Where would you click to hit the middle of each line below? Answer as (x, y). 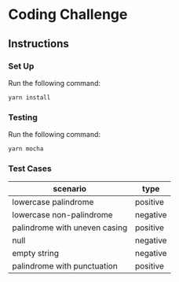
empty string (35, 254)
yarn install (29, 97)
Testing (23, 117)
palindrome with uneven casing (70, 228)
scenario (70, 189)
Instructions (38, 44)
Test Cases (30, 169)
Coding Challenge (68, 15)
